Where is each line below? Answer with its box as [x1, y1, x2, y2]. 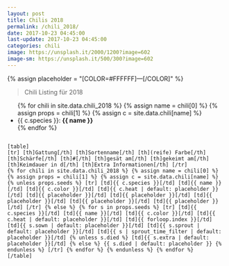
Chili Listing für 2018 [24, 88, 83, 96]
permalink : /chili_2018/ [7, 23, 79, 30]
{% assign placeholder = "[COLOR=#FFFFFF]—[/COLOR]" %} [7, 74, 184, 83]
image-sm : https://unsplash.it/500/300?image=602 [7, 56, 154, 63]
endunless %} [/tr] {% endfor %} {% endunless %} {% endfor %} [7, 246, 194, 253]
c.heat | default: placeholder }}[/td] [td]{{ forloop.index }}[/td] [7, 216, 213, 223]
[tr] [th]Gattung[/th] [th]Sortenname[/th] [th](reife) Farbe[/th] [7, 149, 207, 156]
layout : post [7, 10, 45, 17]
